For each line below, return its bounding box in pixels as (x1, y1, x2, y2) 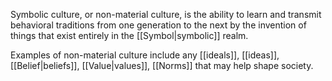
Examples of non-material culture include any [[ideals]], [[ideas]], (10, 49, 280, 61)
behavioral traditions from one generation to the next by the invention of (10, 19, 307, 31)
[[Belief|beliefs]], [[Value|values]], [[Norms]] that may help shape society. (10, 60, 314, 71)
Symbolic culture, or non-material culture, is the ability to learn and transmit (10, 9, 322, 20)
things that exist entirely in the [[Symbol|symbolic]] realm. (10, 30, 249, 41)
